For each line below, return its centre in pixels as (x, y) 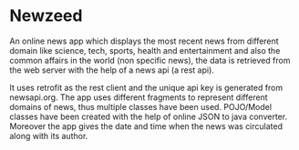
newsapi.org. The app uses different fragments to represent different (139, 97)
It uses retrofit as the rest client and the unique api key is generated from (146, 87)
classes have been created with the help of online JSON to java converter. (149, 116)
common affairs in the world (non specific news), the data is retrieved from (150, 60)
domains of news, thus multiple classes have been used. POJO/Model (140, 106)
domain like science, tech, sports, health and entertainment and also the (145, 50)
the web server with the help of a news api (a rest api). (112, 70)
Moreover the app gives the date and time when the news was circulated (146, 126)
